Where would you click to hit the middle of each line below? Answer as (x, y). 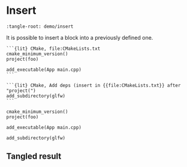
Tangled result (34, 156)
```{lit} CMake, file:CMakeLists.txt (53, 49)
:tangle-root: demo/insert (40, 26)
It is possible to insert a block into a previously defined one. (80, 37)
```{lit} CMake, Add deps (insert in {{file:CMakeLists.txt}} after (93, 85)
